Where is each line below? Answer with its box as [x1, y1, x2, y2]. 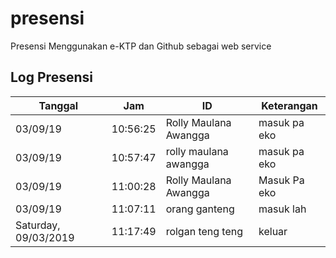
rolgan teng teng [165, 224, 244, 238]
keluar [258, 224, 288, 238]
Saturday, [15, 218, 61, 232]
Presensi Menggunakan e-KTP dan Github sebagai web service [10, 40, 272, 52]
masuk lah [258, 202, 307, 216]
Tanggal [38, 98, 79, 112]
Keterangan [261, 98, 318, 112]
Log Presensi [10, 69, 93, 86]
